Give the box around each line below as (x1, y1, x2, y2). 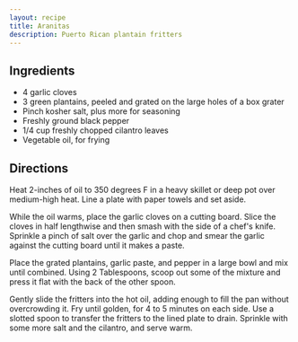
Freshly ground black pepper (22, 116, 130, 127)
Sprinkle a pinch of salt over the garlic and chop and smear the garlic (9, 231, 265, 241)
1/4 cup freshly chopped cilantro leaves (22, 125, 169, 136)
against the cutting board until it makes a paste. (9, 240, 186, 250)
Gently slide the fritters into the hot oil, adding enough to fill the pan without (9, 294, 289, 304)
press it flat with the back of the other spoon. (9, 276, 177, 287)
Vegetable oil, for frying (22, 135, 110, 145)
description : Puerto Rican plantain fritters (9, 30, 182, 39)
